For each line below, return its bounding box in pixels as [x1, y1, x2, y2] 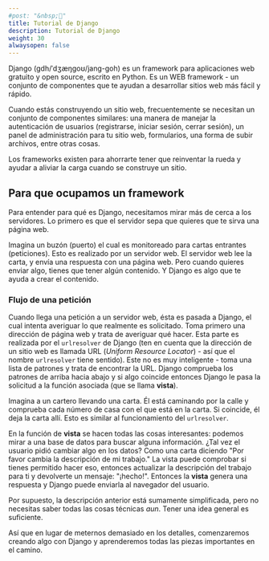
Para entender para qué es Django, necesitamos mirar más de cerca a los [8, 207, 251, 217]
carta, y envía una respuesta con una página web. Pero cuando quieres [8, 257, 245, 266]
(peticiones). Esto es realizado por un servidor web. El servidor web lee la [8, 248, 253, 258]
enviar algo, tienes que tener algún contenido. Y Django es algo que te [8, 266, 242, 275]
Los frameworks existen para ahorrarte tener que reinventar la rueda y [8, 154, 241, 165]
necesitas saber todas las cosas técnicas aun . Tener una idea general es [8, 504, 249, 514]
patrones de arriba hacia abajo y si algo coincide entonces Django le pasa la [8, 372, 261, 382]
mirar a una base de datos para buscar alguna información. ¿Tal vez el [8, 437, 241, 447]
